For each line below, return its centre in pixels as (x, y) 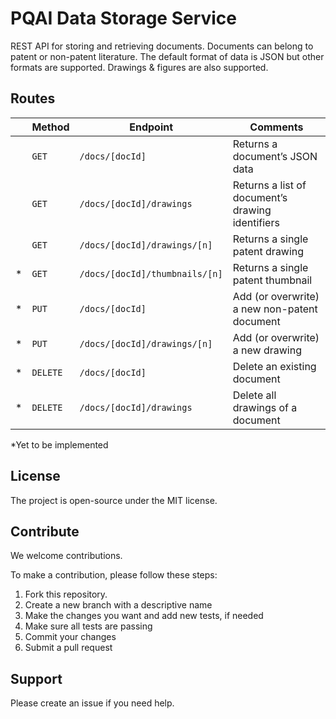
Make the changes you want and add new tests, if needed (144, 616)
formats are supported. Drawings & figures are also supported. (139, 67)
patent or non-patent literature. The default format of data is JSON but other (167, 56)
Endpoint (151, 127)
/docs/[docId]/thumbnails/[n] (151, 273)
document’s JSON (275, 156)
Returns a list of (269, 185)
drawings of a (265, 407)
